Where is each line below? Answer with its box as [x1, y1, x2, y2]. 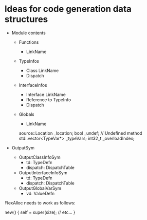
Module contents [11, 30, 46, 36]
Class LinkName [26, 67, 59, 73]
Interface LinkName [26, 92, 66, 97]
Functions [18, 39, 39, 45]
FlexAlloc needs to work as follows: [4, 200, 76, 205]
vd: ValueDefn [26, 190, 55, 196]
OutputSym [11, 145, 35, 150]
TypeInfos [18, 58, 39, 64]
